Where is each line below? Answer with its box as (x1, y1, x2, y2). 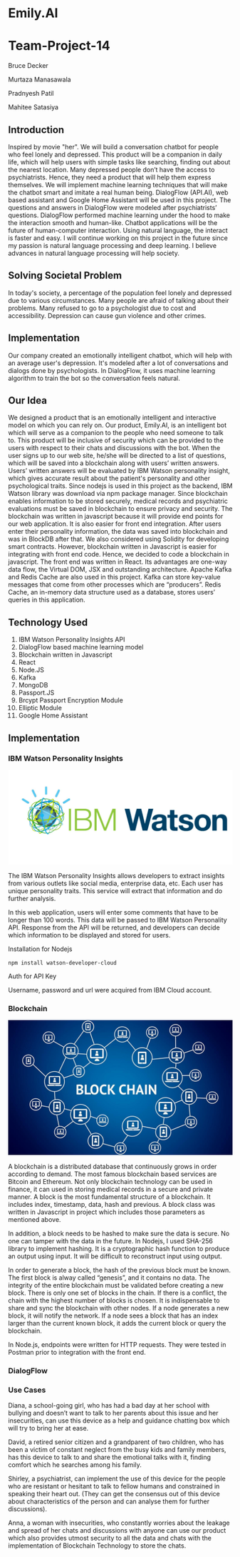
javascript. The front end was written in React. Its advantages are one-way (8, 557, 227, 566)
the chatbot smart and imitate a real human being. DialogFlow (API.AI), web (8, 188, 229, 197)
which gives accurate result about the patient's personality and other (8, 474, 211, 483)
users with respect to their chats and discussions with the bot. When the (8, 444, 221, 452)
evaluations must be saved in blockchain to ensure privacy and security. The (8, 504, 233, 513)
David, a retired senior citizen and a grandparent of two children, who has (8, 1438, 224, 1446)
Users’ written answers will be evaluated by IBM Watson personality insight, (8, 467, 231, 475)
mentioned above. (8, 1215, 61, 1224)
